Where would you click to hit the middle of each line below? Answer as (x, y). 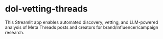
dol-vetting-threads (47, 9)
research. (15, 32)
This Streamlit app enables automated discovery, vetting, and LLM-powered (81, 22)
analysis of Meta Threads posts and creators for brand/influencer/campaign (82, 27)
